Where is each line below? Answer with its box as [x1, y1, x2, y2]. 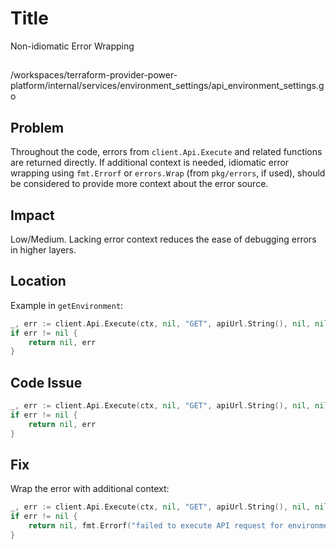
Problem [10, 119, 65, 136]
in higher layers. [10, 243, 77, 256]
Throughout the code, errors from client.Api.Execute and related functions [10, 146, 323, 158]
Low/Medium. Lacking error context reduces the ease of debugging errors [10, 233, 317, 245]
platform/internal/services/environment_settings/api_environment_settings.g [10, 80, 325, 92]
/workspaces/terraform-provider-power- [10, 69, 178, 81]
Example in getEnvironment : [10, 299, 124, 311]
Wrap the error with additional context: [10, 483, 170, 495]
